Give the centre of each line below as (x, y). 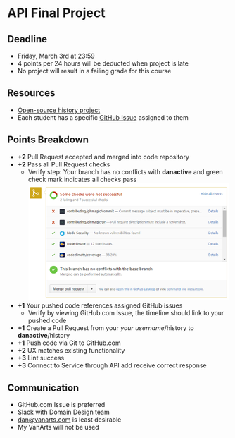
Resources (31, 93)
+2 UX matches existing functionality (71, 351)
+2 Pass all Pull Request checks (64, 164)
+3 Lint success (41, 358)
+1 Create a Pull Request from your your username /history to (106, 328)
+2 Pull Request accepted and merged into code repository (103, 157)
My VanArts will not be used (58, 427)
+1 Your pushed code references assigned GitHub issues (100, 305)
